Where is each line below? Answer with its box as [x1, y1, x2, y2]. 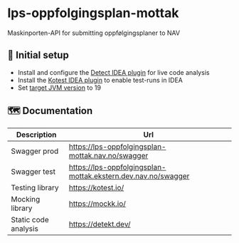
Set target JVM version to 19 [17, 83, 102, 92]
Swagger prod [11, 146, 59, 156]
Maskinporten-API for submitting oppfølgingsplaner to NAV [7, 29, 180, 37]
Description [16, 130, 57, 140]
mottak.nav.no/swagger [68, 150, 149, 160]
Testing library [11, 182, 59, 192]
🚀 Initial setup [7, 49, 69, 61]
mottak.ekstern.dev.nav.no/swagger [68, 171, 190, 181]
